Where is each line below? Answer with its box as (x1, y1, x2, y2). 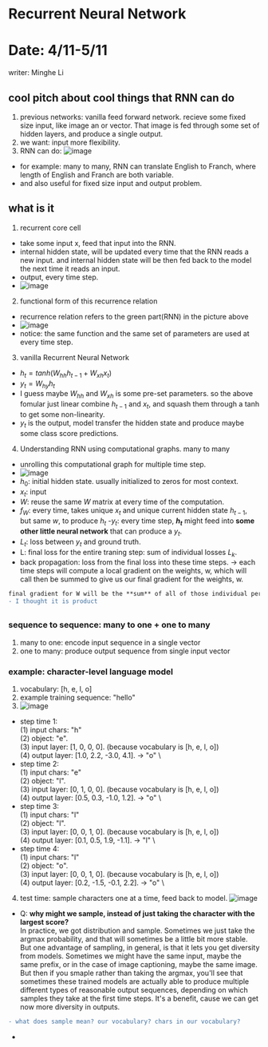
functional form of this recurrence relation (19, 296, 158, 306)
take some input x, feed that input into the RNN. (19, 238, 176, 248)
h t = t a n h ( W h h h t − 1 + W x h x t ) (19, 368, 112, 379)
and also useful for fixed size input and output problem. (19, 178, 203, 188)
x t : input (19, 486, 47, 498)
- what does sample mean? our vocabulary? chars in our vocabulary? (8, 1017, 241, 1026)
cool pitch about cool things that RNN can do (8, 91, 235, 105)
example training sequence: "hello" (19, 692, 136, 703)
